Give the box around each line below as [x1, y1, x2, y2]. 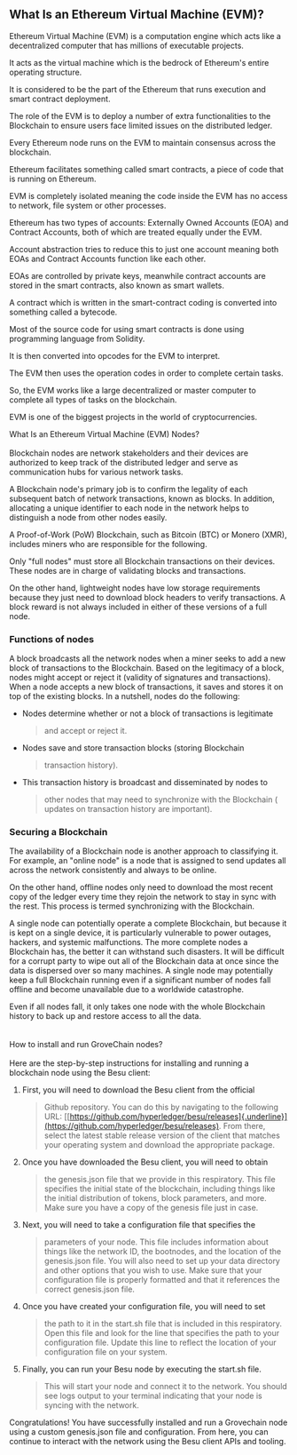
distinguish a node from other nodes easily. [9, 512, 168, 522]
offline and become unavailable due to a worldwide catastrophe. [9, 984, 245, 995]
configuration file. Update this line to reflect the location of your [43, 1337, 277, 1348]
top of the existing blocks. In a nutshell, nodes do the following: [9, 691, 241, 702]
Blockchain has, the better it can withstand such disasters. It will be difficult [9, 946, 285, 958]
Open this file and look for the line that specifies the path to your [43, 1328, 280, 1339]
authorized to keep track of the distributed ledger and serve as [9, 457, 238, 467]
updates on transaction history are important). [43, 804, 213, 815]
